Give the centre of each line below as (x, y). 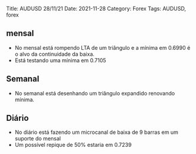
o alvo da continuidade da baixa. (55, 54)
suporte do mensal (38, 139)
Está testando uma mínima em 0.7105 (60, 60)
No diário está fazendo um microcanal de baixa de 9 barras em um (97, 132)
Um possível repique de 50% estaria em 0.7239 (73, 145)
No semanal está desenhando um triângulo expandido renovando (95, 93)
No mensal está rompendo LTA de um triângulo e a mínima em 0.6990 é (102, 47)
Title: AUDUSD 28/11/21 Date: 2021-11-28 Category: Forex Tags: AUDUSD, (96, 9)
